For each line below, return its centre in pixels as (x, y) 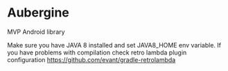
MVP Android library (36, 32)
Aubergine (38, 13)
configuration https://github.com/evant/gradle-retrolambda (91, 59)
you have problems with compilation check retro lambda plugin (97, 52)
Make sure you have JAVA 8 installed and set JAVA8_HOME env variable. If (114, 45)
